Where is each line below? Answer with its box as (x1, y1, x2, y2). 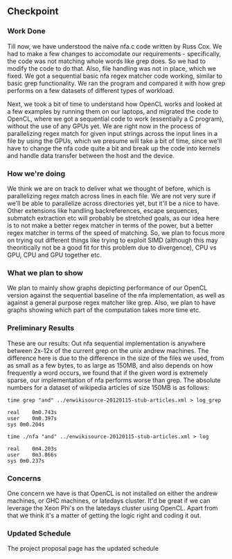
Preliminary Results (7, 323, 75, 333)
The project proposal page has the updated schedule (7, 544, 159, 553)
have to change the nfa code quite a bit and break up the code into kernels (7, 144, 220, 152)
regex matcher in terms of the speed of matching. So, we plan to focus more (7, 228, 225, 237)
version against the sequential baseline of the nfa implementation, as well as (7, 291, 225, 300)
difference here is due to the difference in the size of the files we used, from (7, 354, 224, 362)
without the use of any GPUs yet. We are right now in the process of (7, 121, 202, 130)
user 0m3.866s (7, 451, 57, 458)
